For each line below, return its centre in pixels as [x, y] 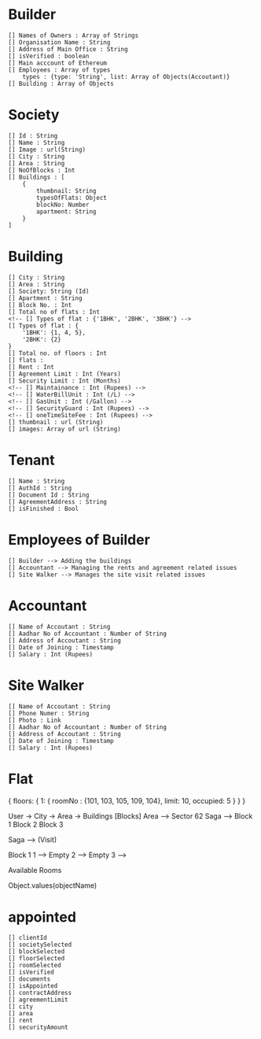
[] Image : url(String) [47, 150]
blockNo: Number [63, 205]
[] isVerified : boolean [49, 56]
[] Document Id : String [49, 495]
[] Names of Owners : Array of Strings [74, 35]
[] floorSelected [37, 959]
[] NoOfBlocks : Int [42, 170]
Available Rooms [35, 870]
